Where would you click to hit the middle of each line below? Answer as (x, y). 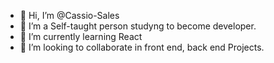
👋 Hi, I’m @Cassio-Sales (69, 15)
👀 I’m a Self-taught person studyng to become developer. (138, 26)
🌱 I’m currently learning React (81, 36)
